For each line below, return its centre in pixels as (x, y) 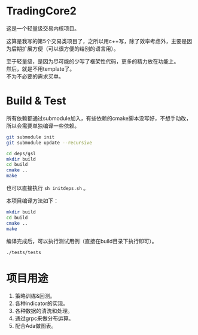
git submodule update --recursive (49, 143)
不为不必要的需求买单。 (35, 76)
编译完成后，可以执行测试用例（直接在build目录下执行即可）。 (82, 241)
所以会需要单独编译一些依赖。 (43, 126)
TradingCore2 (41, 11)
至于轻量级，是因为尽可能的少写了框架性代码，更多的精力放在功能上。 (93, 61)
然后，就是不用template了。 (41, 69)
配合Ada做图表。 (36, 326)
